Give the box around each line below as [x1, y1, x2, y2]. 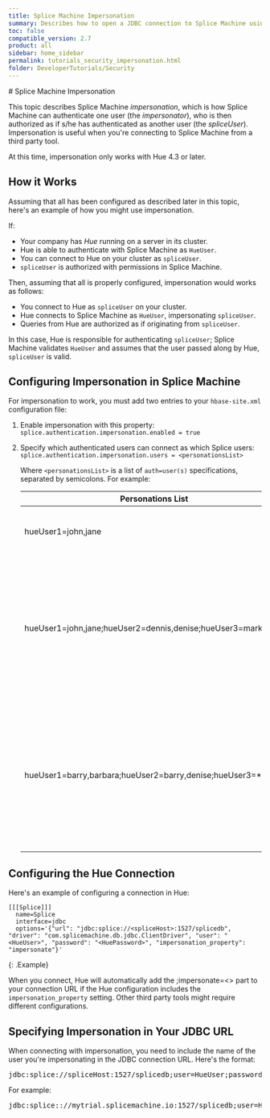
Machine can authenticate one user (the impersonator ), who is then [8, 110, 232, 120]
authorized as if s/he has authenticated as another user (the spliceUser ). [8, 118, 249, 129]
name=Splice [15, 911, 56, 919]
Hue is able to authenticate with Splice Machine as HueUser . [19, 245, 217, 255]
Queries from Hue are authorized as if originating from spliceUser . [19, 319, 240, 329]
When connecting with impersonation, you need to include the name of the [8, 1046, 256, 1055]
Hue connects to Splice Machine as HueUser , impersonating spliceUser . [19, 310, 256, 320]
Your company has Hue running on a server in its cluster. [19, 236, 208, 246]
